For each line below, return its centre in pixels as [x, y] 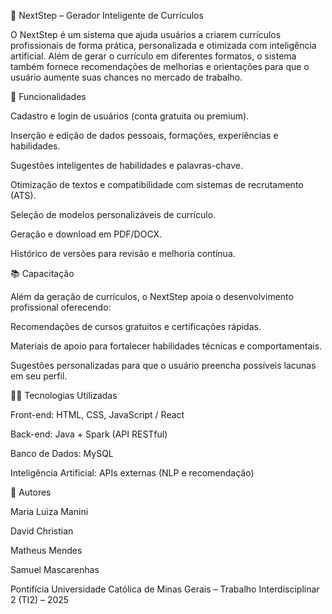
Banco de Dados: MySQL [62, 453]
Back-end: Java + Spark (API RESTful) [89, 434]
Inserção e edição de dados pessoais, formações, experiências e [144, 135]
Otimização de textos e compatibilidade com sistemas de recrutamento [157, 184]
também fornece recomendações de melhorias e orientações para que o [160, 66]
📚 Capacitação [42, 273]
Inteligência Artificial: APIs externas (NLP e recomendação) [132, 473]
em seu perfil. [39, 376]
